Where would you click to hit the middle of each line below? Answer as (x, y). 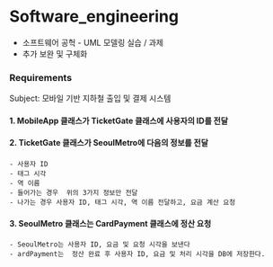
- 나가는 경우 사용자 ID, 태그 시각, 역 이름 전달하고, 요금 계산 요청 (123, 203)
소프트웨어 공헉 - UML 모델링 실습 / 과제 (93, 42)
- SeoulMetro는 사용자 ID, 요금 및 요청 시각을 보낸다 (100, 245)
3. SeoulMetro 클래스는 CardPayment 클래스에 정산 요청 (110, 223)
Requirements (41, 77)
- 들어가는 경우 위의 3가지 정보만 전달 (74, 193)
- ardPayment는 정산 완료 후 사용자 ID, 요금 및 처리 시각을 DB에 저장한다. (137, 254)
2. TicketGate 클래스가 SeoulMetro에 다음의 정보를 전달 (109, 143)
